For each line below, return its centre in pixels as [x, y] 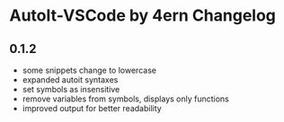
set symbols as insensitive [71, 89]
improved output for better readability [92, 108]
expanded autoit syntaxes [70, 80]
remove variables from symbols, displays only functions [125, 99]
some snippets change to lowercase [89, 70]
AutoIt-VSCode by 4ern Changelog [143, 16]
